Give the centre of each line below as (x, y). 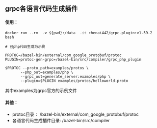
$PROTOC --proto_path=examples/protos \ (47, 68)
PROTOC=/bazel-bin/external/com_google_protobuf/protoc (63, 55)
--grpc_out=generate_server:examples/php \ (65, 76)
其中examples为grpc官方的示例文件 (41, 90)
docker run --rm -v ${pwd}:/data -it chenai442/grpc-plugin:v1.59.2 (79, 33)
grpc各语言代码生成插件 (41, 9)
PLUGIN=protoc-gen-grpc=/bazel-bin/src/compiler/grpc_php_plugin (73, 59)
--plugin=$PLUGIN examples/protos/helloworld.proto (74, 81)
